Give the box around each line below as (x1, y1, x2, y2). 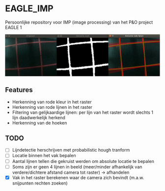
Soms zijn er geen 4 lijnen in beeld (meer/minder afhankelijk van (12, 163, 142, 170)
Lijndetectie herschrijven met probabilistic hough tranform (12, 147, 130, 153)
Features (5, 86, 33, 94)
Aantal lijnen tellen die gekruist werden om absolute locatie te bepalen (12, 158, 155, 164)
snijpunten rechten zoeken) (12, 180, 68, 186)
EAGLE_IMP (5, 3, 54, 14)
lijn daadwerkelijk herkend (12, 114, 65, 121)
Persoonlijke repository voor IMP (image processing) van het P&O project (5, 19, 153, 25)
